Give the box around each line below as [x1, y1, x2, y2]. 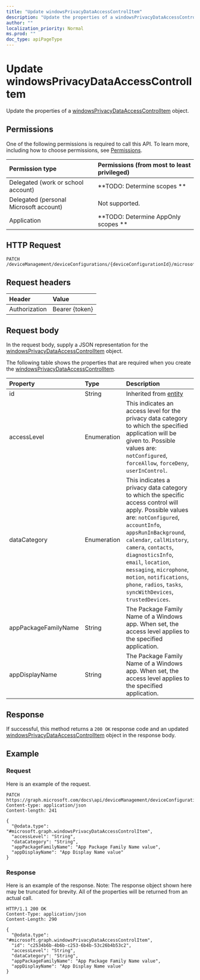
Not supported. [98, 199, 140, 207]
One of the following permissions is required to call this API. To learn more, [6, 140, 190, 147]
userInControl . [126, 466, 168, 475]
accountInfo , [126, 521, 162, 529]
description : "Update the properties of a [6, 14, 113, 20]
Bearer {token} [52, 305, 93, 314]
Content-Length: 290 [6, 916, 58, 922]
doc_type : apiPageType [6, 36, 62, 42]
